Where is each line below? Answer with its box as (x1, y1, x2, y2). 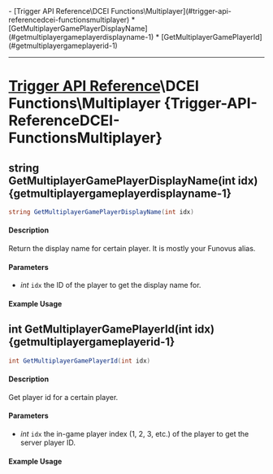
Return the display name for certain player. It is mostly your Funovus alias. (8, 244, 256, 254)
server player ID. (19, 437, 76, 447)
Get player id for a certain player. (8, 392, 119, 402)
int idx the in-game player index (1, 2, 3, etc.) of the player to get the (19, 428, 249, 438)
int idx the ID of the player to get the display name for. (19, 280, 201, 290)
